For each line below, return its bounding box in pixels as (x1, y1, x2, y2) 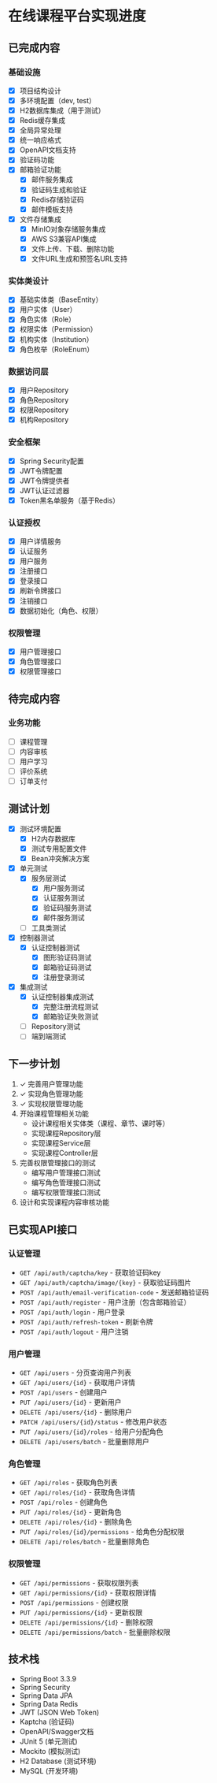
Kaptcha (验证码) (19, 1717, 75, 1726)
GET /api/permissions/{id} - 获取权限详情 (19, 1588, 157, 1597)
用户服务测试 (42, 883, 85, 893)
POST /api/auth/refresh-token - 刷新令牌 (19, 1317, 153, 1326)
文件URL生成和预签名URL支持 (31, 254, 128, 263)
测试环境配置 (19, 824, 61, 834)
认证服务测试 (42, 893, 85, 903)
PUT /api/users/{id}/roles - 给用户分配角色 (19, 1427, 164, 1436)
